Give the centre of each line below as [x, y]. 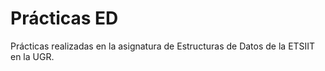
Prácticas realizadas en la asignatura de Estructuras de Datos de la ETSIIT [163, 46]
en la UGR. [32, 56]
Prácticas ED [64, 18]
